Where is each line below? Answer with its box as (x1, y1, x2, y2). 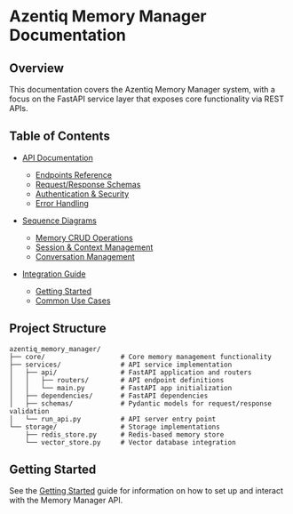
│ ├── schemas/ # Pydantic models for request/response (9, 398, 273, 408)
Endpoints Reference (35, 169, 113, 180)
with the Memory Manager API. (9, 495, 123, 506)
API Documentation (21, 152, 93, 163)
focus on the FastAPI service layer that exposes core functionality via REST (9, 93, 284, 104)
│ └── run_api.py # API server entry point (9, 414, 217, 423)
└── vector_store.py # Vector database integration (25, 438, 237, 446)
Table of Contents (9, 129, 111, 144)
